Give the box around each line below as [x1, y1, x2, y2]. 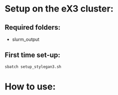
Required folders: [5, 23, 61, 32]
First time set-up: [5, 51, 61, 59]
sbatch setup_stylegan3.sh [5, 64, 62, 69]
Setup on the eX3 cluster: [5, 3, 114, 15]
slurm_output [12, 36, 40, 42]
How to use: [5, 81, 56, 92]
